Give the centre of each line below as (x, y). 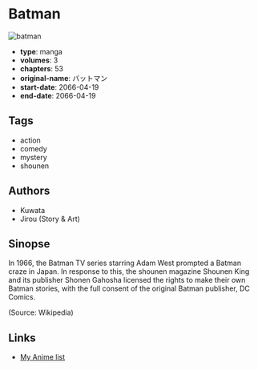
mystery (34, 157)
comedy (34, 148)
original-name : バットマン (64, 78)
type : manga (41, 51)
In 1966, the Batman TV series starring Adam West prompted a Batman (125, 263)
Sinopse (29, 244)
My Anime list (42, 357)
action (30, 140)
